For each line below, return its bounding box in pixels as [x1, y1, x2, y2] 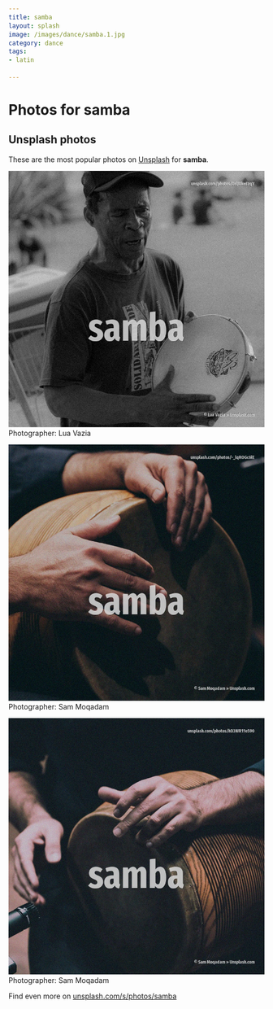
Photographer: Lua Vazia [8, 428, 92, 438]
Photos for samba [8, 101, 131, 120]
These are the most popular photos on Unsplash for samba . [8, 155, 209, 164]
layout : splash [8, 21, 60, 30]
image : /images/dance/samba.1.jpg [8, 30, 126, 38]
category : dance [8, 39, 63, 47]
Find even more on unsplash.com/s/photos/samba [8, 991, 177, 1001]
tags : [8, 47, 27, 56]
